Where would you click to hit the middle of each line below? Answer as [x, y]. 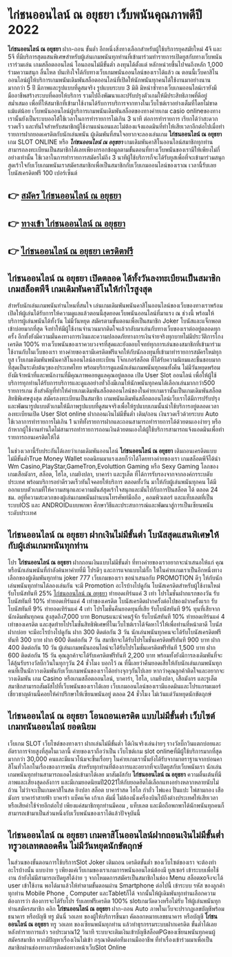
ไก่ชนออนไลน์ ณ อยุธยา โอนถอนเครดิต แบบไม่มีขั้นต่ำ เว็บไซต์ [112, 716]
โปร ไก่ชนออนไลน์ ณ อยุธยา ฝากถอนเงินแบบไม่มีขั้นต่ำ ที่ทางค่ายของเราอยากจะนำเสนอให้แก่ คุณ [116, 562]
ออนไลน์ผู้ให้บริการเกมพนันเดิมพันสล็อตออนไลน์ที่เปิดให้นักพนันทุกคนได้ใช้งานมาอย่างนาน [109, 80]
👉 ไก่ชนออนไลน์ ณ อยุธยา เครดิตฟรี [71, 251]
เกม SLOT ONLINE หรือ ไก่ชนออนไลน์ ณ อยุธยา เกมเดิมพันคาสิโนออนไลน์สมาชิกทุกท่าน [110, 142]
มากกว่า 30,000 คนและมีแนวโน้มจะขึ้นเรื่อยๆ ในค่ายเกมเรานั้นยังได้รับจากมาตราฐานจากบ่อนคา [115, 759]
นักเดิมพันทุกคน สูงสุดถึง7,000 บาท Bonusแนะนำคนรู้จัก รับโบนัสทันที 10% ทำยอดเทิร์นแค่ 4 [116, 616]
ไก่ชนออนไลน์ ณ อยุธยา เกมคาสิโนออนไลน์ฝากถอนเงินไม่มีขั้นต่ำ [116, 835]
